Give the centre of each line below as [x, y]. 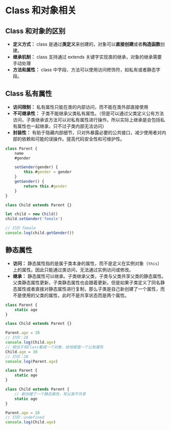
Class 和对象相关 [41, 10]
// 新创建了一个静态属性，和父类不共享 [50, 394]
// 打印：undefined [25, 417]
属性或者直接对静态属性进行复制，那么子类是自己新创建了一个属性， [89, 289]
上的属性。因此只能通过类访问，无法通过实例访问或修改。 [73, 270]
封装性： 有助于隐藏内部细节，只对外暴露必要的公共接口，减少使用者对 [87, 132]
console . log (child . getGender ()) [40, 233]
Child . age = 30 [21, 352]
